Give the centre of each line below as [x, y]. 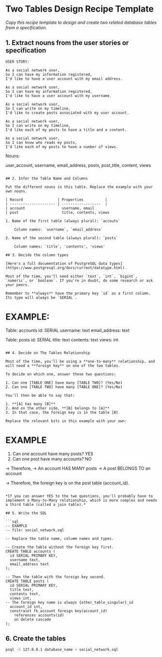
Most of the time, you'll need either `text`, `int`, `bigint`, [72, 276]
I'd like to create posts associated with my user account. [67, 113]
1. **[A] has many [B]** [30, 404]
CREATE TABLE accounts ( [30, 551]
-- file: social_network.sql [35, 530]
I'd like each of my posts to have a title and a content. [66, 130]
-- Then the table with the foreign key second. [55, 577]
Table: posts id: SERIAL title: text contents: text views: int [62, 339]
